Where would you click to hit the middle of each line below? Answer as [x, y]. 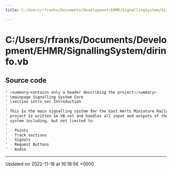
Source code [26, 81]
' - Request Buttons [27, 145]
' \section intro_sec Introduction [43, 102]
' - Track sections [26, 135]
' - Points [17, 130]
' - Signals [18, 140]
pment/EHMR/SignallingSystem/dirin [86, 50]
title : [12, 10]
